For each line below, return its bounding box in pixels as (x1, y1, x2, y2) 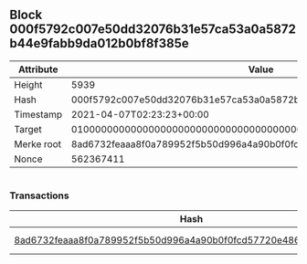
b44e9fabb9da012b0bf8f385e (9, 36, 189, 51)
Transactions (9, 189, 70, 202)
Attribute (17, 63, 58, 76)
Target (14, 122, 43, 135)
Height (14, 78, 43, 90)
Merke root (14, 137, 62, 150)
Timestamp (14, 108, 63, 121)
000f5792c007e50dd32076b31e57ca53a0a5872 (9, 22, 297, 37)
